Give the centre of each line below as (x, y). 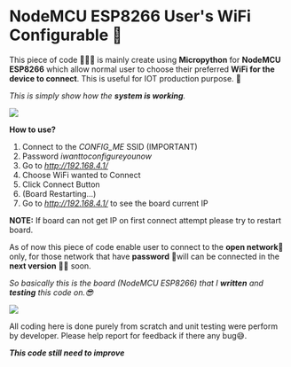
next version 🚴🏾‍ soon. (50, 265)
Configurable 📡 (66, 35)
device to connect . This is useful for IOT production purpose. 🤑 (126, 78)
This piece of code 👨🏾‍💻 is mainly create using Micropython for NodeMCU (145, 59)
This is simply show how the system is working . (98, 96)
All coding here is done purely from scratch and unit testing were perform (143, 326)
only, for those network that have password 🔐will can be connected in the (144, 256)
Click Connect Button (61, 184)
